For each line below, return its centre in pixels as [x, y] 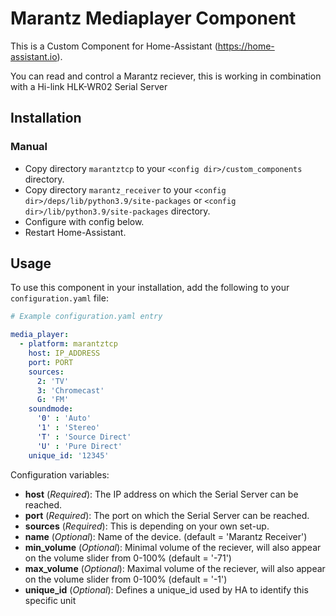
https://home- [246, 46]
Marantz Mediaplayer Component [153, 18]
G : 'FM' [53, 400]
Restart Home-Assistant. [75, 232]
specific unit [50, 600]
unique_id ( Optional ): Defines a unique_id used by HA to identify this [166, 589]
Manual [29, 147]
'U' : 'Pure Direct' [79, 446]
